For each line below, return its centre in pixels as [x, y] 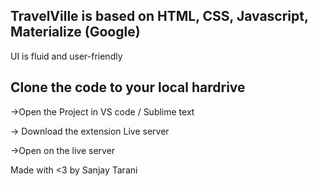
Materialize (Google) [75, 32]
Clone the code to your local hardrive [128, 87]
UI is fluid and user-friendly [66, 56]
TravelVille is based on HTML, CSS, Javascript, [159, 16]
